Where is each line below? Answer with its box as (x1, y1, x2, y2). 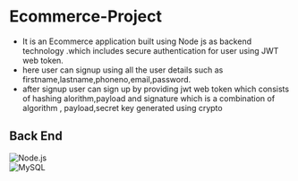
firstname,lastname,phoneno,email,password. (21, 73, 192, 84)
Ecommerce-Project (9, 6, 163, 27)
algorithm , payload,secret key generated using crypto (21, 102, 223, 113)
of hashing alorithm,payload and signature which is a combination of (21, 92, 276, 104)
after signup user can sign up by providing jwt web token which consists (21, 83, 289, 94)
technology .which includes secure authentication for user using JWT (21, 45, 279, 56)
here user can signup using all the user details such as (21, 65, 224, 75)
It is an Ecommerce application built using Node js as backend (21, 36, 252, 47)
